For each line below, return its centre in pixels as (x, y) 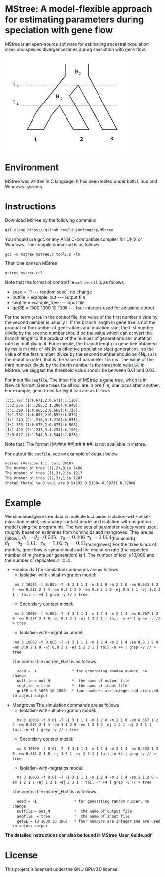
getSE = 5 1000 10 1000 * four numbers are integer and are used (88, 691)
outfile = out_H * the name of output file (73, 681)
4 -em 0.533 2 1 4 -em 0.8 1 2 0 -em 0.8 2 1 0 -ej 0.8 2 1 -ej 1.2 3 (86, 590)
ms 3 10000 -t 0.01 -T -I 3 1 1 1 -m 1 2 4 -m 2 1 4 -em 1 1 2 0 (85, 777)
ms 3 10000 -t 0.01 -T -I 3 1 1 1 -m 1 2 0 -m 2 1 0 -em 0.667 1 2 (88, 720)
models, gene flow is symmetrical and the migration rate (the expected (77, 549)
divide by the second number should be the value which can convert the (79, 333)
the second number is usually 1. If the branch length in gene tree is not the (81, 322)
